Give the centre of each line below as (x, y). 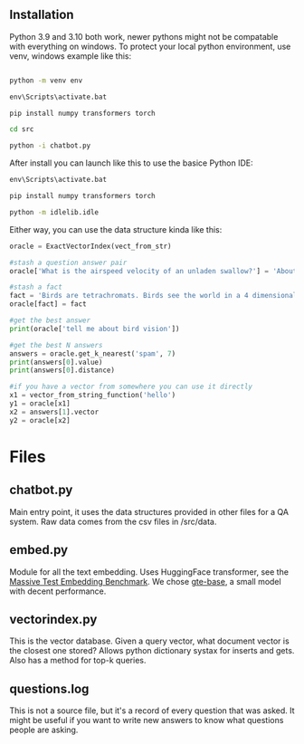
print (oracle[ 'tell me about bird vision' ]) (95, 329)
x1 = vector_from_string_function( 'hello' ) (93, 396)
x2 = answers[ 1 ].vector (54, 412)
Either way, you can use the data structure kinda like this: (116, 229)
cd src (22, 129)
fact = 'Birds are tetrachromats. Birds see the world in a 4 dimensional (153, 296)
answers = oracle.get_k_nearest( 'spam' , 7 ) (93, 353)
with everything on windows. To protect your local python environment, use (150, 46)
